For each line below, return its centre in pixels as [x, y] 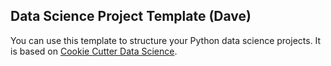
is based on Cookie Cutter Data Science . [94, 51]
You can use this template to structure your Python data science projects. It [166, 40]
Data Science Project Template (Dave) [131, 16]
